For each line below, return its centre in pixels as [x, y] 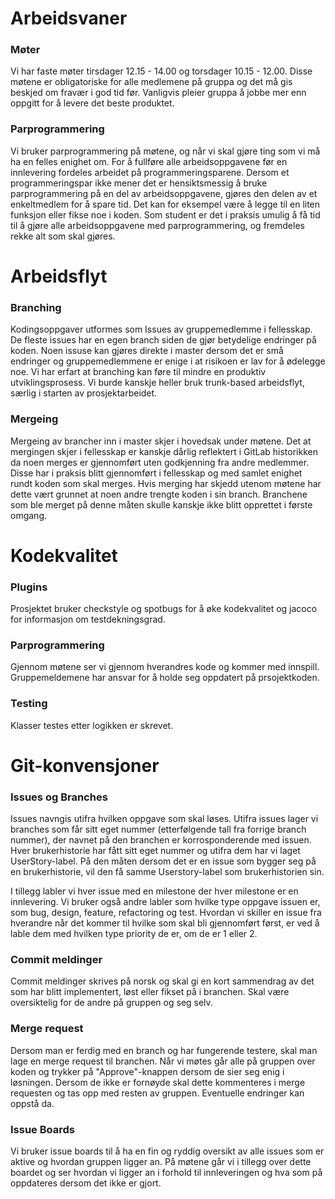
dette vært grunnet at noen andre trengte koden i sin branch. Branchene [159, 494]
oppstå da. [32, 1103]
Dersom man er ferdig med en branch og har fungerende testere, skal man [164, 1050]
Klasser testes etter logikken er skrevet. [92, 725]
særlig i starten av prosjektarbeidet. [84, 393]
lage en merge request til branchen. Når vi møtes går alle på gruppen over [163, 1061]
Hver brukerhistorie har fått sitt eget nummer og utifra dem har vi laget [155, 851]
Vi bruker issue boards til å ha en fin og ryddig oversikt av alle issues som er [167, 1151]
